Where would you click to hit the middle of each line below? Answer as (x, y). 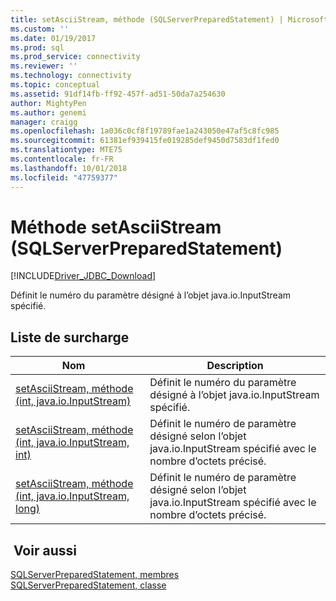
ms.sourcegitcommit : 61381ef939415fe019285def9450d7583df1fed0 (145, 141)
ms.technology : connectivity (71, 76)
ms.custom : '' (40, 29)
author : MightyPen (48, 103)
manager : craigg (44, 122)
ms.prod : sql (37, 47)
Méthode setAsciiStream (116, 227)
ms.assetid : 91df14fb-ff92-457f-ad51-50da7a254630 (118, 94)
